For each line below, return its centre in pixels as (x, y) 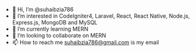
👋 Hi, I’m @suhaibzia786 (43, 9)
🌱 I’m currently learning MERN (50, 29)
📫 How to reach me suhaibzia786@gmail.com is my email (85, 42)
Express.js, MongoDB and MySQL (55, 22)
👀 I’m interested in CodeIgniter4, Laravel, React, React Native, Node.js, (101, 16)
